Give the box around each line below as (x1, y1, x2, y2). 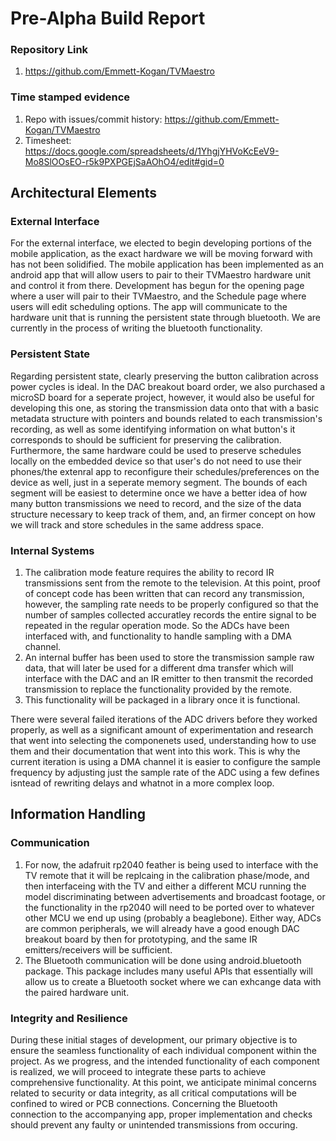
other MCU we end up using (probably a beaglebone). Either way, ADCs (24, 912, 322, 924)
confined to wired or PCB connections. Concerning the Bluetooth (10, 1098, 278, 1110)
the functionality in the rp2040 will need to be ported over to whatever (24, 901, 315, 913)
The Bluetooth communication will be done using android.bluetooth (24, 954, 302, 966)
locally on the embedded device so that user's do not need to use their (10, 455, 302, 467)
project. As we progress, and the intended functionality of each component (10, 1055, 320, 1067)
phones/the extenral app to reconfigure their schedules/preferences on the (10, 465, 320, 477)
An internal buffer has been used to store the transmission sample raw (24, 652, 315, 664)
